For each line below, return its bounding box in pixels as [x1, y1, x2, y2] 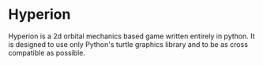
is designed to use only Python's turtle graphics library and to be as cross [8, 39, 249, 49]
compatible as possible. [8, 48, 85, 57]
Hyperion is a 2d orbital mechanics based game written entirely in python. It [8, 31, 255, 41]
